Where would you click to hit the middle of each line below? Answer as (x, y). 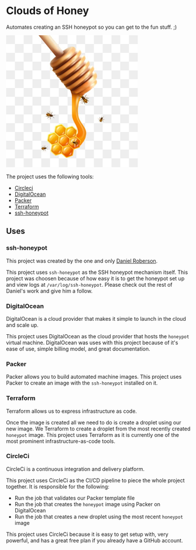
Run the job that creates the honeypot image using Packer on (87, 504)
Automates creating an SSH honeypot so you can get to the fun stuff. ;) (92, 27)
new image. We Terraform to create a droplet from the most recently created (98, 429)
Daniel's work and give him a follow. (49, 291)
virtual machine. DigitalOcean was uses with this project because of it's (92, 342)
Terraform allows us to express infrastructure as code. (72, 411)
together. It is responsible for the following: (58, 486)
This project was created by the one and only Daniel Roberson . (82, 261)
